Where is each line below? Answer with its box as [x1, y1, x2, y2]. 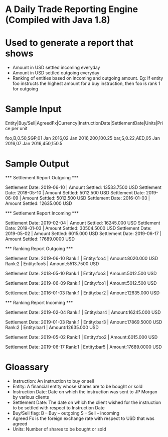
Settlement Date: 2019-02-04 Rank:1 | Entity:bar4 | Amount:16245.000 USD [5, 309, 161, 315]
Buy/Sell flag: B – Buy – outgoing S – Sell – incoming [12, 410, 119, 416]
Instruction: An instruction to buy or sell [12, 378, 94, 384]
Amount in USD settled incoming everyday [12, 64, 100, 71]
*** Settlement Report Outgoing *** [5, 175, 79, 180]
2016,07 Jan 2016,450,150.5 [5, 141, 63, 147]
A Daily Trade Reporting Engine [5, 4, 138, 15]
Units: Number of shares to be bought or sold [12, 426, 106, 432]
